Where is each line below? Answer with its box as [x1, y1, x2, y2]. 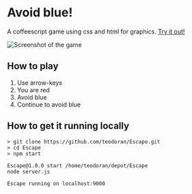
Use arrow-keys [16, 79, 63, 87]
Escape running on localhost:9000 [7, 180, 106, 187]
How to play [7, 60, 59, 72]
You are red [16, 85, 50, 94]
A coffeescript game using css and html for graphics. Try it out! [7, 27, 185, 36]
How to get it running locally [7, 120, 130, 132]
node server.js [7, 168, 51, 175]
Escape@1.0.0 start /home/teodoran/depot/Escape [7, 162, 148, 169]
